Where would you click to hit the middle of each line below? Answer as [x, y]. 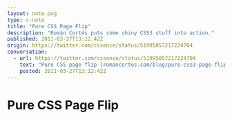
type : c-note [26, 20]
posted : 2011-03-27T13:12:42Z [63, 71]
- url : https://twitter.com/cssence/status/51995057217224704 [105, 58]
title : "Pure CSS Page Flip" [49, 26]
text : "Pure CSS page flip [58, 65]
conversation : [28, 52]
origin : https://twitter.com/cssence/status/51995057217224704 [100, 45]
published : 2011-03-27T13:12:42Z [55, 39]
